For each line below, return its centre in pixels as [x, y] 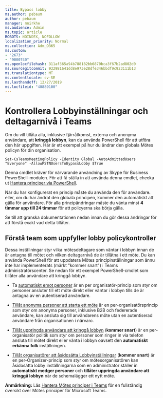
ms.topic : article [24, 32]
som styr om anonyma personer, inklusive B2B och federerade [75, 310]
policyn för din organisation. [33, 150]
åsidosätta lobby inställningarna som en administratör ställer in [75, 366]
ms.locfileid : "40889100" [31, 87]
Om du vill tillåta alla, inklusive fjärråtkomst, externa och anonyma [71, 135]
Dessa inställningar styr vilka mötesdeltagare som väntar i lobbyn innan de [80, 250]
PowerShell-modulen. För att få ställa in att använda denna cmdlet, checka [80, 178]
